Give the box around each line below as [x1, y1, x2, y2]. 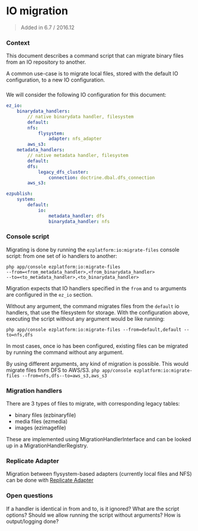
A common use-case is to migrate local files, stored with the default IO [6, 70, 178, 77]
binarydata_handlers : [17, 108, 70, 114]
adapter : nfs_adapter [48, 136, 102, 142]
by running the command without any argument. [6, 348, 124, 356]
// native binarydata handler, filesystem [27, 114, 134, 120]
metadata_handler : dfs [48, 213, 105, 219]
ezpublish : [6, 191, 33, 197]
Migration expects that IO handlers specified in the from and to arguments [6, 284, 187, 292]
